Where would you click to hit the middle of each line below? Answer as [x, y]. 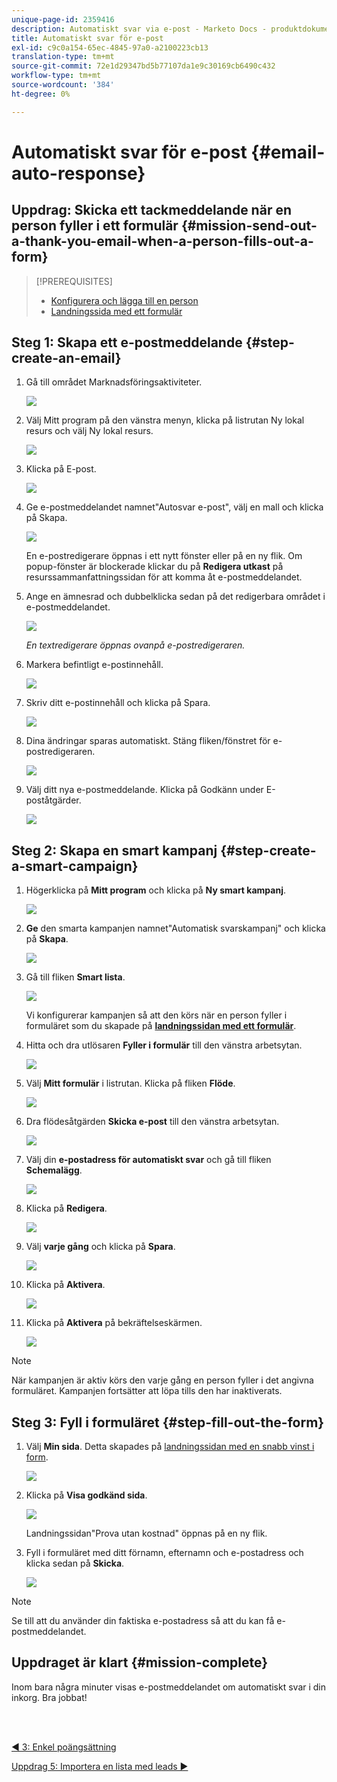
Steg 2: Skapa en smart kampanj [114, 850]
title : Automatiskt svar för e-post [87, 38]
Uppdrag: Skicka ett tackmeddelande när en [151, 210]
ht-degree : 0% [41, 94]
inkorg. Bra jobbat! [49, 1697]
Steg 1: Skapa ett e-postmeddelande [127, 342]
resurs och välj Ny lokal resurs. [89, 431]
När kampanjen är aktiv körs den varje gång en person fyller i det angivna [162, 1380]
